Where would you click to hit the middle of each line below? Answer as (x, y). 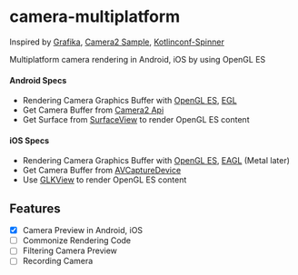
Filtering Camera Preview (70, 250)
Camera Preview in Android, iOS (83, 231)
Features (35, 208)
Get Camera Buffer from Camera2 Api (93, 110)
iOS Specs (30, 140)
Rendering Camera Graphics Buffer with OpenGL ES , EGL (130, 101)
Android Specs (38, 80)
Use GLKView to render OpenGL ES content (104, 180)
